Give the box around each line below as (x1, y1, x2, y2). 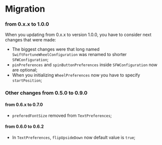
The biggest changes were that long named (12, 46, 100, 52)
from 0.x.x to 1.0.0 (5, 21, 50, 28)
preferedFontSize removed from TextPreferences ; (12, 112, 112, 118)
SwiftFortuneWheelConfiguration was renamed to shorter (12, 52, 127, 57)
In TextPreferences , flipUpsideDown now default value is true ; (12, 134, 136, 140)
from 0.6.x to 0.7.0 (5, 102, 43, 108)
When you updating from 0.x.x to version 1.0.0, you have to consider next (5, 32, 152, 37)
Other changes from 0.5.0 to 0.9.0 (5, 90, 88, 96)
